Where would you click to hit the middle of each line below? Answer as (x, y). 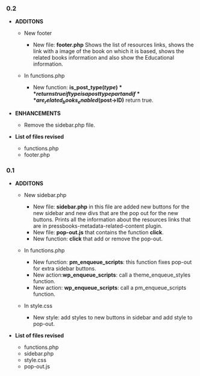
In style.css (38, 306)
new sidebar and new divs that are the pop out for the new (106, 213)
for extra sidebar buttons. (64, 269)
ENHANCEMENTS (38, 113)
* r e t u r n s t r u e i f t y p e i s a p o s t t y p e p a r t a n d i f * (86, 94)
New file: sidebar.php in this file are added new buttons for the (111, 207)
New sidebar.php (45, 195)
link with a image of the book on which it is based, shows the (109, 51)
